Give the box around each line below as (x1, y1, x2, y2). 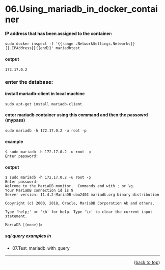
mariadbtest (55, 46, 80, 51)
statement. (5, 214, 27, 219)
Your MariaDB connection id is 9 (5, 188, 74, 193)
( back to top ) (134, 260, 160, 266)
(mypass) (5, 117, 26, 123)
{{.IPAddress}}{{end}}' (5, 46, 54, 51)
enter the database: (5, 78, 53, 85)
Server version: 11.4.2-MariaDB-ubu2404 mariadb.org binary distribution (5, 192, 160, 198)
